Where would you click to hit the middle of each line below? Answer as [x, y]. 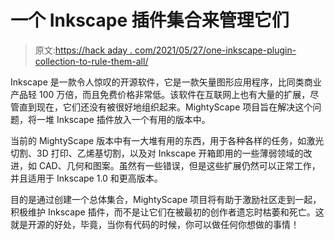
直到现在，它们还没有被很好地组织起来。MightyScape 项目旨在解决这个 [165, 107]
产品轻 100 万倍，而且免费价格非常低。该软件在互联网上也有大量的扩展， [160, 94]
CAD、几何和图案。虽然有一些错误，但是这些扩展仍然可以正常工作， [179, 165]
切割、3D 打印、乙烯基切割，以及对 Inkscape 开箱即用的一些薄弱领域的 [157, 153]
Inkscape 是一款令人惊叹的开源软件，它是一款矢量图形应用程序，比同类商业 [166, 82]
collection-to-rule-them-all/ [91, 61]
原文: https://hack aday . [83, 50]
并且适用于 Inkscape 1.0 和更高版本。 [86, 178]
